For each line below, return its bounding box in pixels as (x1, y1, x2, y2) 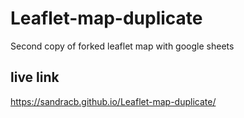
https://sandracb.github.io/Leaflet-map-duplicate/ (10, 95, 217, 107)
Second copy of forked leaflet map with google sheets (10, 40, 235, 52)
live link (10, 69, 60, 86)
